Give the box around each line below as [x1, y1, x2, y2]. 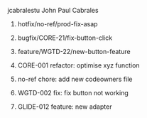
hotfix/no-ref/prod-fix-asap [17, 20, 98, 28]
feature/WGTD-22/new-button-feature [17, 48, 131, 55]
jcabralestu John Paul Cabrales [7, 6, 99, 14]
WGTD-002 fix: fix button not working [17, 89, 129, 97]
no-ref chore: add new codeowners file [17, 75, 133, 83]
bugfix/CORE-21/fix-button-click [17, 33, 112, 42]
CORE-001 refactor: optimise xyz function [17, 61, 140, 70]
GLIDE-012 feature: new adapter [17, 102, 112, 111]
